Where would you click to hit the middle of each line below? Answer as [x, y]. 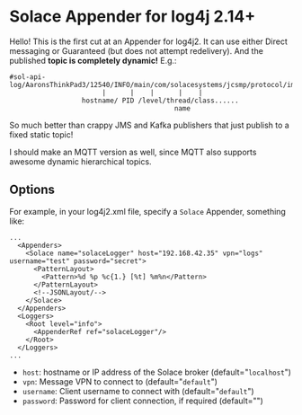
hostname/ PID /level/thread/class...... [160, 101]
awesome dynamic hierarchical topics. [80, 161]
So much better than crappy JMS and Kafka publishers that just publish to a [149, 125]
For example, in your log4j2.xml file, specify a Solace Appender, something [147, 211]
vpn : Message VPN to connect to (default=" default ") [120, 381]
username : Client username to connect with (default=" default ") [138, 391]
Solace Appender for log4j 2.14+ [133, 17]
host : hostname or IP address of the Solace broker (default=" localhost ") [157, 372]
